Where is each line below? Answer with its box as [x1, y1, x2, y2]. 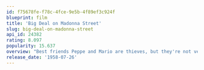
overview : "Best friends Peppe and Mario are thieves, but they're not [6, 49, 191, 55]
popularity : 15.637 [6, 43, 56, 49]
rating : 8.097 [6, 37, 42, 43]
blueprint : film [6, 15, 47, 21]
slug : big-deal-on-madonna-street [6, 26, 94, 32]
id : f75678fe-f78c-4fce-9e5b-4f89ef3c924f [6, 9, 115, 15]
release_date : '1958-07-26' [6, 54, 78, 60]
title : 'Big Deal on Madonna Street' [6, 20, 102, 26]
